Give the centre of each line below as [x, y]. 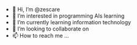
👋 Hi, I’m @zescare [36, 9]
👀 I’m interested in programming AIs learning [68, 16]
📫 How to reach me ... [40, 36]
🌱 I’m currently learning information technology [72, 22]
